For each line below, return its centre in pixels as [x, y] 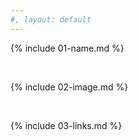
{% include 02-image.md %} [69, 87]
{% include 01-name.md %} [67, 48]
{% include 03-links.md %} [66, 125]
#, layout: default [51, 19]
